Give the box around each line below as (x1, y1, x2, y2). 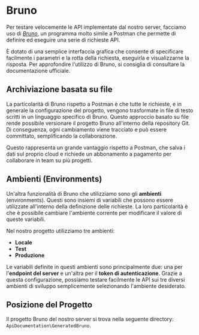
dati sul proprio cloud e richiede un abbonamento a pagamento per (6, 150, 172, 157)
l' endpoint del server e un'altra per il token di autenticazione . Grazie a (6, 270, 183, 277)
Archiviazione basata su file (6, 85, 113, 95)
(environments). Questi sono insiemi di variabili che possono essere (6, 196, 174, 204)
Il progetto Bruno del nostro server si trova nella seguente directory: (6, 316, 174, 323)
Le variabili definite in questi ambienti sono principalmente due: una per (6, 263, 183, 270)
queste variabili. (6, 216, 46, 223)
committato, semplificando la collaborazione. (6, 132, 117, 139)
